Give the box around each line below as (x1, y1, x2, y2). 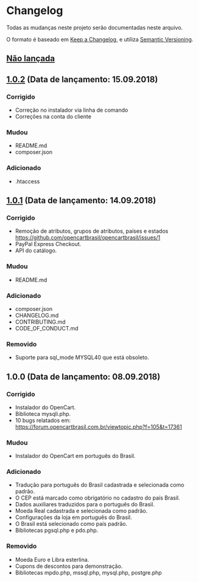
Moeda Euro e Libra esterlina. (15, 556, 89, 563)
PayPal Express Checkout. (15, 241, 82, 248)
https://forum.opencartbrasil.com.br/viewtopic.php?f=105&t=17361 (15, 423, 183, 431)
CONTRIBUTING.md (15, 318, 66, 326)
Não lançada (6, 53, 55, 64)
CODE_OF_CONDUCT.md (15, 324, 79, 332)
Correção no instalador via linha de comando (15, 106, 128, 114)
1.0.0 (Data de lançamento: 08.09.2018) (6, 371, 161, 382)
